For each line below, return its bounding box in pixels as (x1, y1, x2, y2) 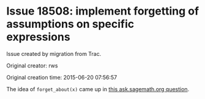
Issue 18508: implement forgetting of (6, 4, 199, 18)
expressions (6, 30, 70, 44)
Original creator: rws (6, 62, 58, 69)
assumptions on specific (6, 17, 135, 31)
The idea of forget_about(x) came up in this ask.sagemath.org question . (6, 85, 190, 92)
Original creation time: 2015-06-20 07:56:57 (6, 73, 117, 81)
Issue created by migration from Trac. (6, 50, 102, 57)
